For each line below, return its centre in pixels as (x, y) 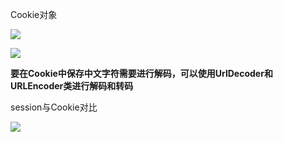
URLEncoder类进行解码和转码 (72, 86)
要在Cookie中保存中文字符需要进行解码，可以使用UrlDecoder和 (141, 73)
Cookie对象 (34, 14)
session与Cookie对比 (54, 107)
